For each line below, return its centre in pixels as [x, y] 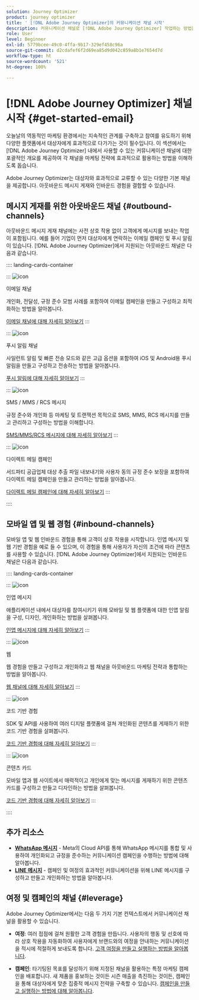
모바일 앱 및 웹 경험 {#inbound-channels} [81, 524]
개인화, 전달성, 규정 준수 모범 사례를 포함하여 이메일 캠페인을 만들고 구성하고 [94, 301]
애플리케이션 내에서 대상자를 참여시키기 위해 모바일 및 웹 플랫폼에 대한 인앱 [92, 610]
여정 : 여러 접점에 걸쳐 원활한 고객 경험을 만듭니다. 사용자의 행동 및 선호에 [98, 933]
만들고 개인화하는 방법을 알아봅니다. [72, 878]
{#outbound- [147, 206]
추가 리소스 [25, 832]
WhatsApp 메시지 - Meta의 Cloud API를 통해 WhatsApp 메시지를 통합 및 [100, 848]
